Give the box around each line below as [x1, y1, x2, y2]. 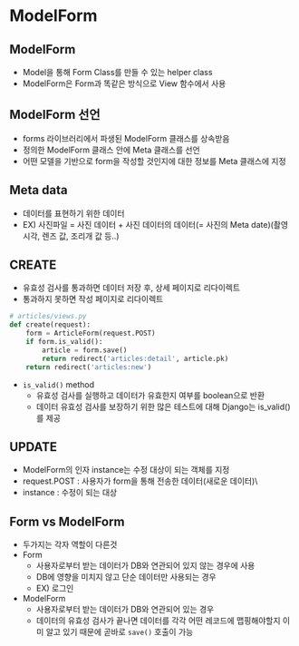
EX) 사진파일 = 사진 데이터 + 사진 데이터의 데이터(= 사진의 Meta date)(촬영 [22, 219, 288, 230]
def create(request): [9, 320, 92, 329]
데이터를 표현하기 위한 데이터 [22, 208, 125, 219]
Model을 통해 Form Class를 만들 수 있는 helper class [22, 67, 213, 77]
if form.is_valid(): [25, 338, 103, 347]
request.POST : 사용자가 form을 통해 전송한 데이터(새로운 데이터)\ [22, 475, 258, 486]
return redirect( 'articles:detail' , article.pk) [42, 354, 229, 363]
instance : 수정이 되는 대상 [22, 487, 118, 498]
